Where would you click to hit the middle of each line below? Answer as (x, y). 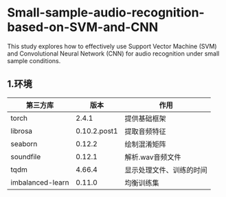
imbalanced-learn (40, 182)
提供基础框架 (145, 118)
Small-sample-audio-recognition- (106, 13)
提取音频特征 (145, 131)
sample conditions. (34, 60)
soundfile (26, 157)
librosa (22, 130)
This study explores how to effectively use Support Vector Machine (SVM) (112, 46)
